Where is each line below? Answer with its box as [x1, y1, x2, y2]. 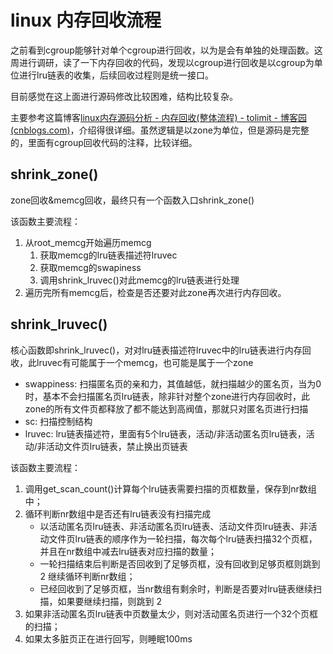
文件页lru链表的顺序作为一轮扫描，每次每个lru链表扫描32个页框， [48, 532, 318, 545]
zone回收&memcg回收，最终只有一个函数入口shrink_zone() [10, 194, 255, 206]
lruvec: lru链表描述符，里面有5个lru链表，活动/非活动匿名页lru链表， [24, 427, 307, 440]
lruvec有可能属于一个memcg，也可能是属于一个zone [36, 356, 254, 368]
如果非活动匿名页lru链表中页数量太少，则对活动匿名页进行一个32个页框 [24, 607, 318, 620]
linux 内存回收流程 [10, 9, 162, 32]
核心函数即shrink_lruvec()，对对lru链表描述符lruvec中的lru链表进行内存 [10, 344, 303, 356]
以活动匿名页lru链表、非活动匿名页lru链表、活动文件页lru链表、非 [39, 520, 309, 532]
